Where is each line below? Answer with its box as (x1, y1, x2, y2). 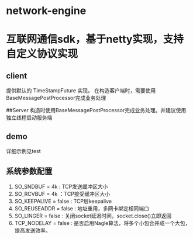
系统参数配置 (6, 167, 53, 176)
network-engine (6, 4, 87, 18)
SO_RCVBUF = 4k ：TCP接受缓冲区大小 (14, 190, 111, 197)
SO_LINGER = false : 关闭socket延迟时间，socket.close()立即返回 (14, 212, 172, 219)
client (6, 71, 27, 81)
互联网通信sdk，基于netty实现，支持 (6, 33, 184, 46)
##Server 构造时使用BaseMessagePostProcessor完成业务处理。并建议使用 (6, 107, 187, 114)
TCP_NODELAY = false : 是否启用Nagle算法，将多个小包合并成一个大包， (14, 219, 191, 226)
